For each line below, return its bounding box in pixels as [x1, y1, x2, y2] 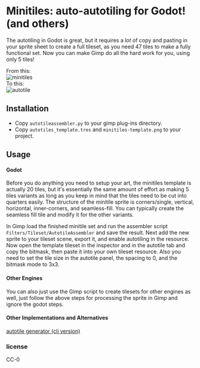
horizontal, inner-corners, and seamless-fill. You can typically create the [6, 205, 184, 212]
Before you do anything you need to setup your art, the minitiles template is [6, 179, 192, 186]
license [6, 342, 28, 351]
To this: [6, 79, 24, 87]
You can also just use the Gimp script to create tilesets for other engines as [6, 288, 191, 295]
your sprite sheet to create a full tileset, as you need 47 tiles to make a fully [6, 43, 191, 50]
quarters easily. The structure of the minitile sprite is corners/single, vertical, [6, 198, 195, 206]
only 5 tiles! [6, 56, 35, 63]
